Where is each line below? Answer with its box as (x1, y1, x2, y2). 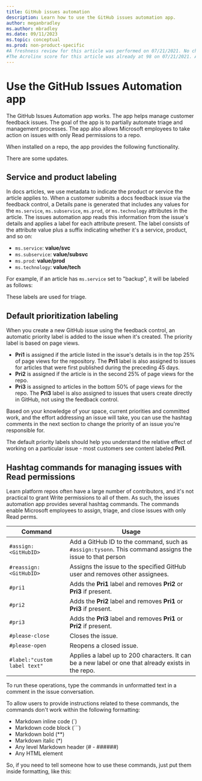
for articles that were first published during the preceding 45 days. (14, 364, 180, 371)
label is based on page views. (6, 339, 80, 347)
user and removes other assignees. (69, 570, 170, 578)
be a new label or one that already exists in (69, 659, 191, 667)
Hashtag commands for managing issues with (6, 462, 182, 472)
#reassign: (9, 564, 40, 570)
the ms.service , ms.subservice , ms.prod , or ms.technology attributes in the (6, 207, 188, 214)
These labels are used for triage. (6, 293, 87, 301)
